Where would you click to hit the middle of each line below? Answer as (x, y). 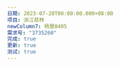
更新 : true (22, 45)
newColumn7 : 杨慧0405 (37, 26)
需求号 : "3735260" (32, 33)
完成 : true (22, 39)
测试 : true (22, 52)
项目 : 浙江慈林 (26, 20)
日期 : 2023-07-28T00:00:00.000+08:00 (60, 13)
